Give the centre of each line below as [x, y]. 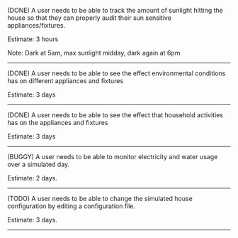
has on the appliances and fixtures [58, 123]
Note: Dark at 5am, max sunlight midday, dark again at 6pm [94, 53]
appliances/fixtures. [36, 25]
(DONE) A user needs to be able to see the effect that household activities [115, 115]
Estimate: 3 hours [33, 39]
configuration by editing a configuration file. [72, 206]
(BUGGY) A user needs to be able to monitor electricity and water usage [113, 157]
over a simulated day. [39, 164]
